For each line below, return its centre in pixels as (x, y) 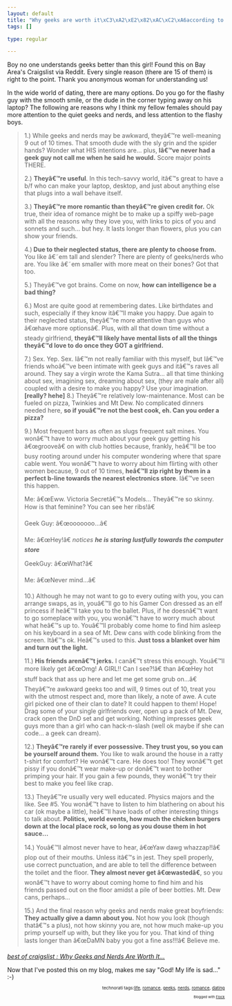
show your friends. (51, 236)
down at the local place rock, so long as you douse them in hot (115, 826)
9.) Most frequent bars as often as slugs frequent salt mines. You (116, 431)
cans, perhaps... (47, 897)
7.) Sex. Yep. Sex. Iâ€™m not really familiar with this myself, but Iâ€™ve (124, 359)
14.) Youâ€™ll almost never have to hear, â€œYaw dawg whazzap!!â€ (122, 847)
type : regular (28, 39)
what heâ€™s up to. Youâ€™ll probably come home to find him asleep (122, 626)
